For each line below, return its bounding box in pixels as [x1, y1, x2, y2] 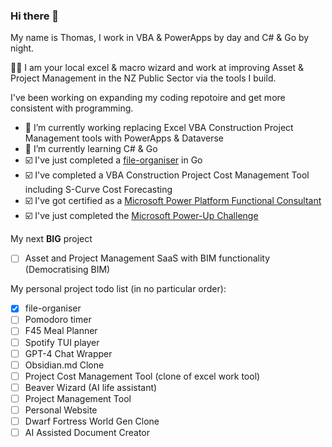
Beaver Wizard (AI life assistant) [24, 381, 158, 393]
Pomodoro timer [24, 314, 92, 326]
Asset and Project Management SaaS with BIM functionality [24, 252, 271, 264]
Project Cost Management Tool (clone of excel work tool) [24, 370, 261, 382]
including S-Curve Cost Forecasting [24, 184, 173, 196]
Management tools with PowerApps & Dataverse [24, 132, 225, 144]
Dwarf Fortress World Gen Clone [24, 415, 160, 427]
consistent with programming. [10, 102, 134, 114]
